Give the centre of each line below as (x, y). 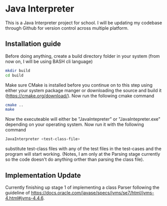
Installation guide (33, 44)
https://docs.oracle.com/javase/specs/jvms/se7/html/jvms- (93, 192)
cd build (14, 75)
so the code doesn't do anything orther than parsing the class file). (75, 160)
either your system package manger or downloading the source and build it (83, 90)
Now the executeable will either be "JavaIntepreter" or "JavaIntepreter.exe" (83, 119)
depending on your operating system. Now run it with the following (75, 124)
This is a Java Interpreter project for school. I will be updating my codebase (84, 23)
